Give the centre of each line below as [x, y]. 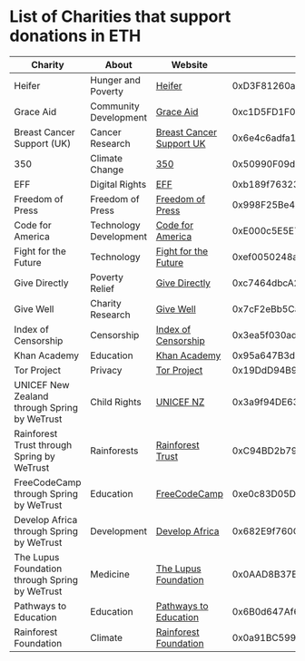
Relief [103, 288]
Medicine [110, 574]
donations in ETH [75, 36]
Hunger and [115, 80]
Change [107, 170]
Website [190, 64]
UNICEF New [42, 384]
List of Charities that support [120, 17]
